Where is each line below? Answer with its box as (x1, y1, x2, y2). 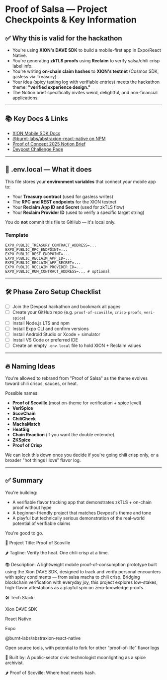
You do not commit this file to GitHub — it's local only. (5, 219, 116, 225)
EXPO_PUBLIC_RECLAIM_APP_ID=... (5, 256, 72, 261)
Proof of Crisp (12, 442, 42, 448)
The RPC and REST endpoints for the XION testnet (12, 198, 117, 205)
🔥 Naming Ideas (5, 362, 56, 370)
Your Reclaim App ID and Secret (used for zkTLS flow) (12, 204, 125, 210)
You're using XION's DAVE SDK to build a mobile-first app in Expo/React (12, 47, 162, 53)
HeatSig (12, 426, 30, 432)
